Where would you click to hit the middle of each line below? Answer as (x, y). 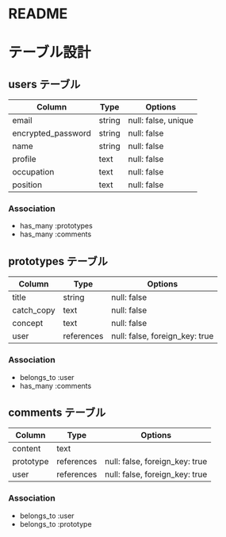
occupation (33, 172)
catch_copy (34, 310)
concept (28, 324)
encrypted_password (52, 133)
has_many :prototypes (56, 226)
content (27, 449)
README (38, 14)
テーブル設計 (50, 53)
